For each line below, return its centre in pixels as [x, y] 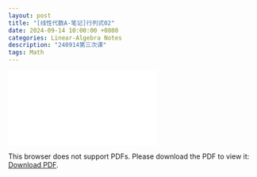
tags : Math [26, 52]
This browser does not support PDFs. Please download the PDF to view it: [129, 156]
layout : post [30, 15]
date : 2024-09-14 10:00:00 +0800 [63, 30]
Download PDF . [34, 165]
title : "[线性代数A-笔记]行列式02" [61, 23]
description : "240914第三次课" [58, 45]
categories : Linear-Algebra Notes [65, 38]
